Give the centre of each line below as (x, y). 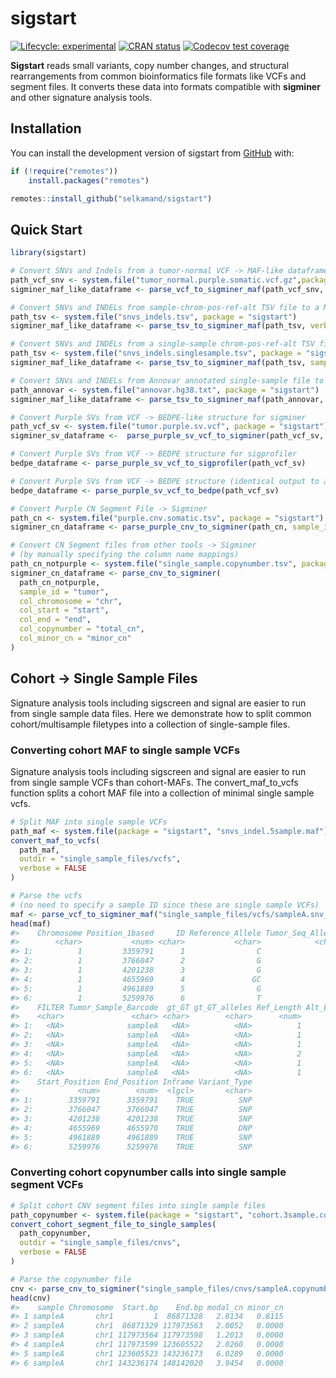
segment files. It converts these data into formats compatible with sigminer (165, 86)
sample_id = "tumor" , (64, 592)
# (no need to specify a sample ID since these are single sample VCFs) (165, 905)
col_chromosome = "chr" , (71, 601)
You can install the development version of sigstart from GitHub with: (152, 153)
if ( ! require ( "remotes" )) (64, 171)
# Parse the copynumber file (71, 1279)
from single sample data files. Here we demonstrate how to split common (161, 713)
